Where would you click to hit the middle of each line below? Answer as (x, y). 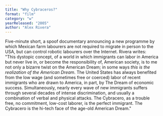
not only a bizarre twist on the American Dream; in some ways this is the (78, 67)
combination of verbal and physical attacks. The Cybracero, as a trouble (77, 98)
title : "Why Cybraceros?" (31, 9)
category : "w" (19, 18)
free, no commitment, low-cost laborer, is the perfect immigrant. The (74, 103)
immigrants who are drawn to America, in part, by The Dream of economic (80, 83)
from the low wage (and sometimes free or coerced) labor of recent (73, 78)
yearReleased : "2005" (27, 23)
